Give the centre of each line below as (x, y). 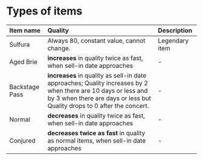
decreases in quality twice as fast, (96, 115)
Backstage (24, 87)
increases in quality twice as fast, (95, 58)
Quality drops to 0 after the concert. (98, 105)
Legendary (173, 41)
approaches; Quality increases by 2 (98, 83)
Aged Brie (24, 62)
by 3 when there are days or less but (99, 98)
